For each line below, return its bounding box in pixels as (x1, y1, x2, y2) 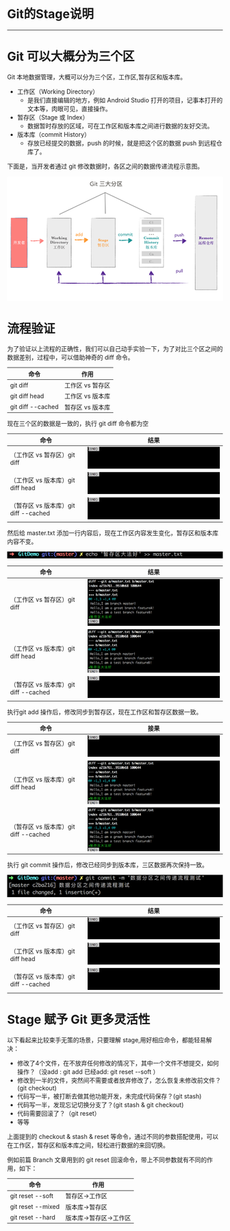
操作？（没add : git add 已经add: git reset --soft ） (16, 1068, 159, 1076)
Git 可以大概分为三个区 (7, 49, 135, 65)
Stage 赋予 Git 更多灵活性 (7, 1011, 151, 1027)
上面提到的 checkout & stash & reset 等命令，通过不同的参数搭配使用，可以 (7, 1132, 219, 1140)
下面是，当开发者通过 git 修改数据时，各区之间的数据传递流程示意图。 (7, 162, 204, 170)
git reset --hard (10, 1213, 56, 1221)
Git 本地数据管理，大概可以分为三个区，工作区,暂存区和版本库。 (7, 73, 187, 81)
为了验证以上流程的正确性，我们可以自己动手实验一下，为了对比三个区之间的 (7, 345, 223, 353)
